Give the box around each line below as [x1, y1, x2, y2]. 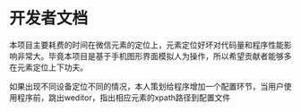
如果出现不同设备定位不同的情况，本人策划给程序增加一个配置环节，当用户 [9, 81, 284, 91]
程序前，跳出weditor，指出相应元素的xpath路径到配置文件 [16, 91, 231, 103]
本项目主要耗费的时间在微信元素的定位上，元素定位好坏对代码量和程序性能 [9, 39, 284, 50]
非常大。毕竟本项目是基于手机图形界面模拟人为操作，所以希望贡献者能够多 [16, 50, 292, 61]
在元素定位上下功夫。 [9, 62, 88, 73]
